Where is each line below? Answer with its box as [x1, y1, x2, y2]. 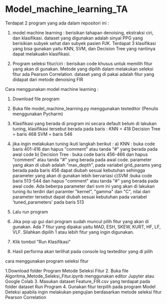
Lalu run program [12, 209, 48, 215]
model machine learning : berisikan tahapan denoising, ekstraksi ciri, [12, 29, 154, 35]
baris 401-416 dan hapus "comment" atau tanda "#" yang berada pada [12, 146, 158, 152]
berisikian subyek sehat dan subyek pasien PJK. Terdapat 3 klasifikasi [12, 40, 156, 46]
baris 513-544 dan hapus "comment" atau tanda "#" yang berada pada [12, 178, 159, 184]
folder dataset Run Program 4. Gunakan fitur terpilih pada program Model [5, 284, 156, 290]
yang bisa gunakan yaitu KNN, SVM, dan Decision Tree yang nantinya [12, 45, 156, 51]
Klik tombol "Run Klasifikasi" [12, 239, 71, 245]
